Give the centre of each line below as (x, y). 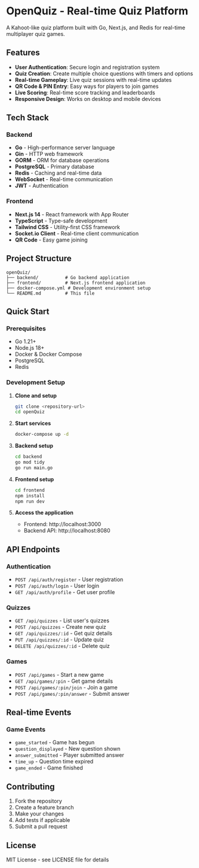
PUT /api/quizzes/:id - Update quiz (59, 640)
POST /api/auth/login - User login (57, 586)
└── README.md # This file (50, 293)
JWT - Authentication (42, 186)
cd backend (28, 457)
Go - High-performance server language (65, 148)
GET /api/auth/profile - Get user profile (65, 592)
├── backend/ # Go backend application (68, 277)
